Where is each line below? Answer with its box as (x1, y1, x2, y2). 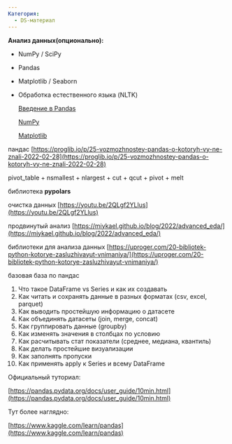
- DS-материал (14, 17, 55, 24)
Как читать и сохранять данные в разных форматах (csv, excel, (17, 292, 208, 300)
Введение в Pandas (17, 104, 76, 112)
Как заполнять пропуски (17, 351, 92, 360)
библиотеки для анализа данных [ (8, 243, 110, 251)
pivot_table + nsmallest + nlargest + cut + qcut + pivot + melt (8, 173, 184, 182)
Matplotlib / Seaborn (17, 76, 78, 85)
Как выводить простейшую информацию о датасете (17, 307, 175, 316)
